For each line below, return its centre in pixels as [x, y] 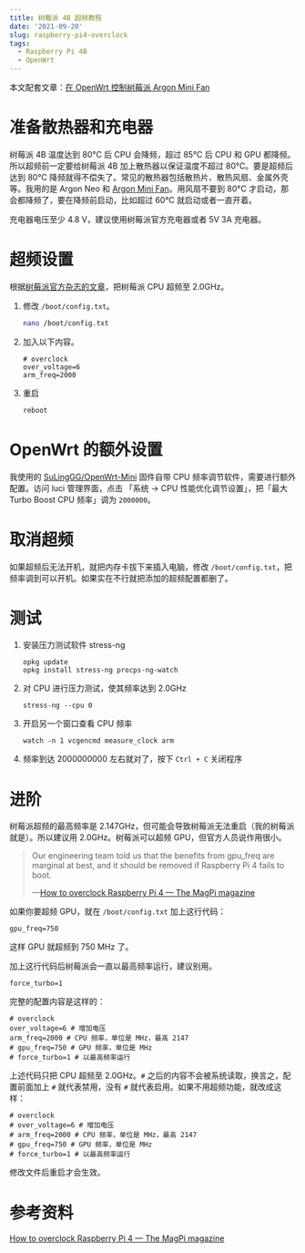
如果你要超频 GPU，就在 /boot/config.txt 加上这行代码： [118, 911]
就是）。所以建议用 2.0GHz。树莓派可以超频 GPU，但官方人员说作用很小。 [148, 837]
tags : [20, 43]
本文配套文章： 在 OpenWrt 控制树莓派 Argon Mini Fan [110, 87]
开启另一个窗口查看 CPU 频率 [77, 724]
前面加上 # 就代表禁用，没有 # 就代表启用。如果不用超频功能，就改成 [146, 1087]
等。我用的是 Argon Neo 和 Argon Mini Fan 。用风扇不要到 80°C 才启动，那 [149, 189]
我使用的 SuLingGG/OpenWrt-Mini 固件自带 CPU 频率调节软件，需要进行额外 [152, 477]
